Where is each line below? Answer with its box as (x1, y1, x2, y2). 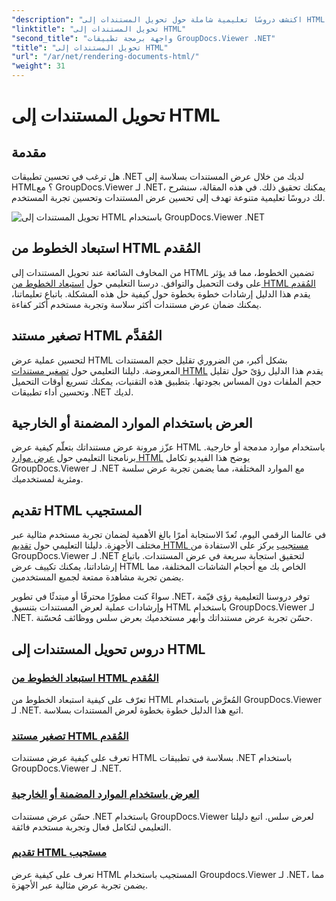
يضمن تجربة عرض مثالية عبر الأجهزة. (11, 879, 148, 891)
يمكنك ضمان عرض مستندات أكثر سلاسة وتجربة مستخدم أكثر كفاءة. (11, 298, 262, 310)
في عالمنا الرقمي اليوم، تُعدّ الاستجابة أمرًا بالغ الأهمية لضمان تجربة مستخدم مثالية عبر (11, 529, 327, 541)
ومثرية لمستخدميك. (11, 473, 84, 485)
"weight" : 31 (11, 61, 66, 71)
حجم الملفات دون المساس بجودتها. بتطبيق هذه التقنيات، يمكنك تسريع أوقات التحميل (11, 375, 323, 387)
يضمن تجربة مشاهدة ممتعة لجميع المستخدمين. (11, 571, 184, 583)
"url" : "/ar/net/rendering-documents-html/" (11, 52, 200, 62)
